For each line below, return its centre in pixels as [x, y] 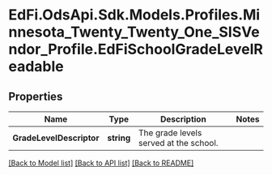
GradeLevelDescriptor [56, 138]
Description [183, 119]
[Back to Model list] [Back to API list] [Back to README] [101, 163]
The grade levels [170, 133]
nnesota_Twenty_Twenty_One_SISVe [134, 32]
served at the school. [178, 143]
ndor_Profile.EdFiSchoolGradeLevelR [136, 49]
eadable [36, 67]
